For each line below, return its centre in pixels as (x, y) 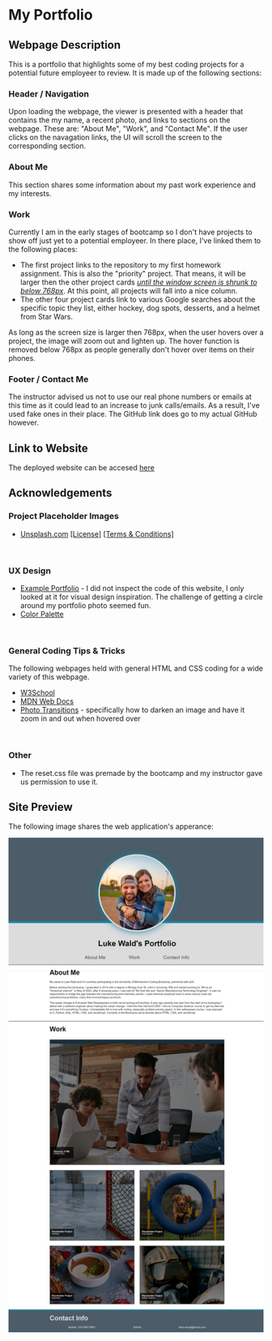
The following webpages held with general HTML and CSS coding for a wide (136, 668)
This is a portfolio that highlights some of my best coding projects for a (126, 64)
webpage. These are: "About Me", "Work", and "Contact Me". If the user (128, 129)
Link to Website (49, 448)
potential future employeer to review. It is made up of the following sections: (135, 73)
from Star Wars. (46, 316)
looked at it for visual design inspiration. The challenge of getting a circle (141, 597)
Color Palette (42, 614)
